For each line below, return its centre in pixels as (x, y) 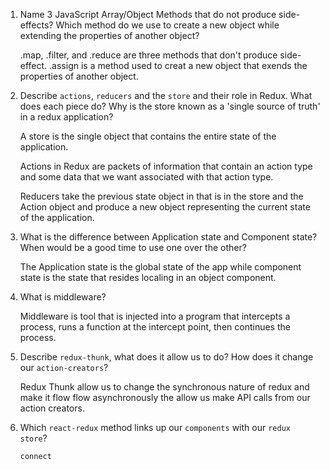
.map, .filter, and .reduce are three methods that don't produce (148, 55)
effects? (36, 25)
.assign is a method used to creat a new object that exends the (178, 65)
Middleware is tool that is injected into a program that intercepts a (155, 316)
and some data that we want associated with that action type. (146, 177)
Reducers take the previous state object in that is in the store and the (161, 196)
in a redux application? (66, 117)
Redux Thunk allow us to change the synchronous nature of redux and (164, 387)
